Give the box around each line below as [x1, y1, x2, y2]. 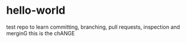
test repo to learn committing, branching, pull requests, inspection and [6, 23, 180, 30]
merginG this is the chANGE [6, 29, 75, 36]
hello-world [6, 4, 66, 17]
